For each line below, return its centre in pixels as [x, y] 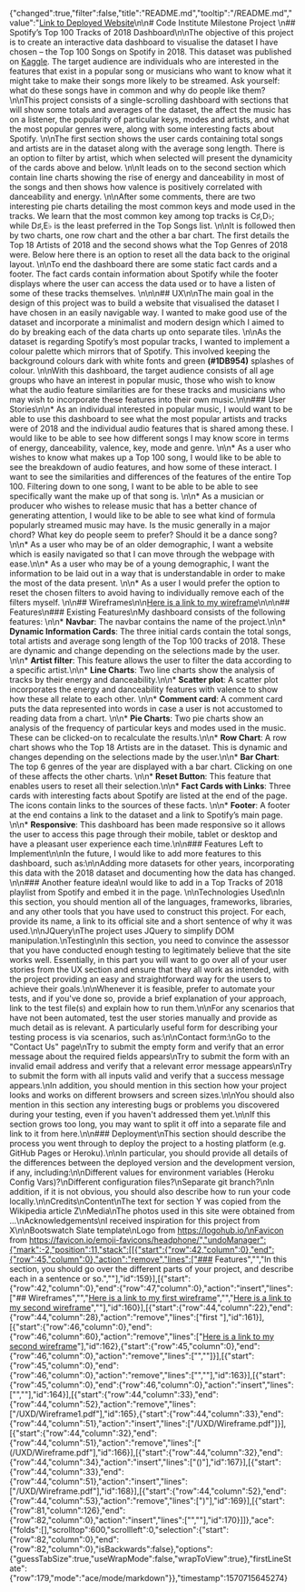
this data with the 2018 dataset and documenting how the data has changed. [152, 873]
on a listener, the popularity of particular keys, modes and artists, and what [149, 119]
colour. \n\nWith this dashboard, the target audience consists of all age [142, 370]
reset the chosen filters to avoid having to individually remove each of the [147, 593]
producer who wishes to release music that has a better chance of [133, 506]
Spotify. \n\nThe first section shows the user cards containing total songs [146, 139]
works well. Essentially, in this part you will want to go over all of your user [148, 960]
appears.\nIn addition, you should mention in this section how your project [148, 1085]
